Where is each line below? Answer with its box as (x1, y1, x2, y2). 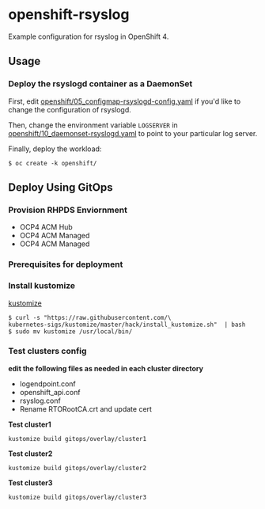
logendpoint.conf (19, 378, 77, 389)
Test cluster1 (8, 420, 51, 429)
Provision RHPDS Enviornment (8, 204, 128, 215)
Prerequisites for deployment (8, 259, 123, 270)
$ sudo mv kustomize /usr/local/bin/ (8, 327, 133, 336)
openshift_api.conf (19, 387, 81, 397)
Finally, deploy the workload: (8, 144, 102, 154)
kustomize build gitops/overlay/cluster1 (8, 435, 147, 443)
